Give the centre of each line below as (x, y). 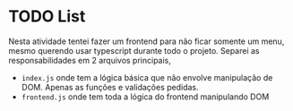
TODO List (47, 17)
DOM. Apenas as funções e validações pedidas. (110, 87)
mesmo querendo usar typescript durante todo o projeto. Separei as (134, 50)
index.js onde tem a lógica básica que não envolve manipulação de (147, 77)
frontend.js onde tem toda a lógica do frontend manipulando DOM (145, 97)
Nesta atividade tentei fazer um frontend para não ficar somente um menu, (146, 41)
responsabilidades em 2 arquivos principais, (90, 60)
